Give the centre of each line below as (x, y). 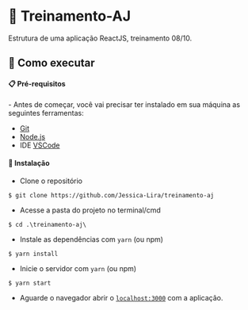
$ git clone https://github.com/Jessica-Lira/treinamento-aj (111, 195)
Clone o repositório (51, 181)
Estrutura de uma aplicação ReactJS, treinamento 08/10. (100, 38)
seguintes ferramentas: (46, 113)
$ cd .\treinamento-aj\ (48, 224)
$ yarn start (30, 283)
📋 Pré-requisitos (37, 83)
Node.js (32, 136)
